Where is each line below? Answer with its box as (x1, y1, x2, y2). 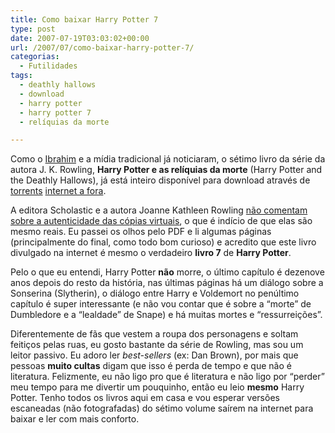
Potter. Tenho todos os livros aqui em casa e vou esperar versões (10, 392, 280, 404)
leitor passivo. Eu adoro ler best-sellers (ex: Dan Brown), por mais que (10, 349, 299, 361)
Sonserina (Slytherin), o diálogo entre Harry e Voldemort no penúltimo (10, 287, 300, 300)
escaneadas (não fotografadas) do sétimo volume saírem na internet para (10, 402, 314, 415)
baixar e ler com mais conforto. (10, 413, 140, 425)
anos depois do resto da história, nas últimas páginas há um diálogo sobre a (10, 277, 324, 289)
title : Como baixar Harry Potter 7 (10, 14, 159, 25)
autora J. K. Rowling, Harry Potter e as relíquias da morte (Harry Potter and (10, 164, 323, 176)
